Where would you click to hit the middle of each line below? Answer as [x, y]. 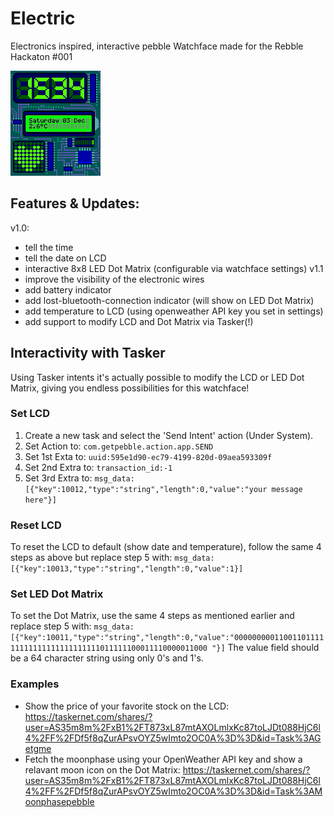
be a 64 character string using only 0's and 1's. [107, 658]
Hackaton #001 [41, 56]
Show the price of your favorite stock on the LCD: [127, 706]
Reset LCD [36, 525]
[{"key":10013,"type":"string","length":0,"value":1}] [127, 569]
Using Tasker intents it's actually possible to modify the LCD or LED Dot [157, 377]
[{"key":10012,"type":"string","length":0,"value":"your [146, 489]
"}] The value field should [265, 648]
